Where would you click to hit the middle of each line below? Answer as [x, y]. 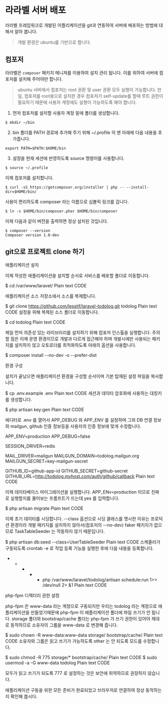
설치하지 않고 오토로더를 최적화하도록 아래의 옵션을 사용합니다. [75, 345]
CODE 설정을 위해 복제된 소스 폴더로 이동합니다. [52, 312]
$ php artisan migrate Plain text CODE [44, 508]
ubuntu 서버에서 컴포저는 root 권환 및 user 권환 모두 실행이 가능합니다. [87, 90]
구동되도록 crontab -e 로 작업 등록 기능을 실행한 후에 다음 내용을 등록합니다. [79, 548]
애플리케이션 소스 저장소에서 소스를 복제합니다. [51, 296]
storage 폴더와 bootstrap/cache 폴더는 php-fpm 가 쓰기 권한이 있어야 [81, 618]
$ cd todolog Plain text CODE [35, 322]
